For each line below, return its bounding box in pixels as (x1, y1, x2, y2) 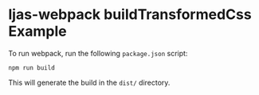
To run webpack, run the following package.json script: (8, 48, 188, 58)
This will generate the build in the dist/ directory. (8, 78, 171, 87)
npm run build (8, 63, 56, 72)
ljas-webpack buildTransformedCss (8, 6, 253, 24)
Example (8, 22, 67, 40)
